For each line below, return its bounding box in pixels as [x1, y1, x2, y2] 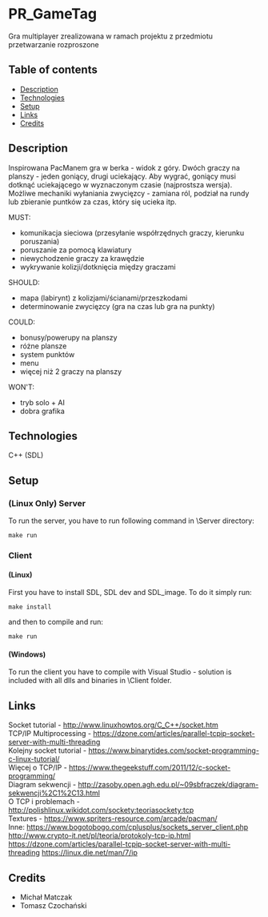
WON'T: [8, 382, 34, 392]
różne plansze [19, 341, 67, 351]
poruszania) [19, 236, 60, 246]
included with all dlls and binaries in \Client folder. [8, 676, 172, 686]
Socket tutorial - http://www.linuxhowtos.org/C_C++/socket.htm [8, 720, 218, 730]
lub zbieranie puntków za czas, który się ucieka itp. [8, 197, 178, 207]
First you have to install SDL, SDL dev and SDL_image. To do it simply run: [8, 588, 252, 597]
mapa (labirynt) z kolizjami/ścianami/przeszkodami [19, 293, 188, 303]
